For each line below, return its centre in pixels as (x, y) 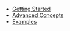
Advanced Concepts (38, 15)
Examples (24, 22)
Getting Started (31, 9)
